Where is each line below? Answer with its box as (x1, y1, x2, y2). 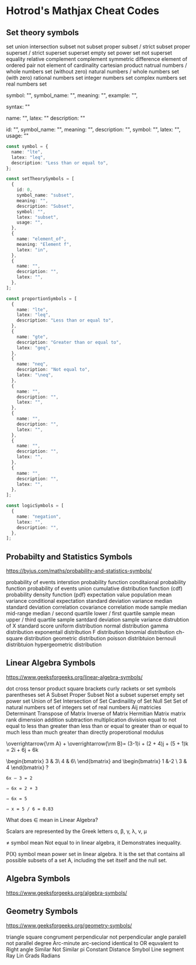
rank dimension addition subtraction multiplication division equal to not (6, 716, 177, 723)
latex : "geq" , (16, 345, 51, 350)
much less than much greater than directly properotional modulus (6, 728, 164, 735)
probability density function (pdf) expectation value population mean (6, 591, 172, 598)
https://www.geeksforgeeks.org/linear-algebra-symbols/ (6, 673, 143, 680)
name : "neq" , (16, 361, 49, 367)
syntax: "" (6, 103, 30, 110)
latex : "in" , (16, 247, 49, 253)
